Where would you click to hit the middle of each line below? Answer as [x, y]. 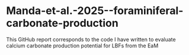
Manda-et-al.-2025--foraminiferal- [95, 11]
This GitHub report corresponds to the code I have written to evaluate [91, 39]
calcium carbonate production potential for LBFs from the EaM [82, 46]
